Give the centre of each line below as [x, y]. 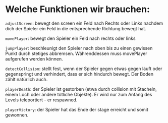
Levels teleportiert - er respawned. [41, 100]
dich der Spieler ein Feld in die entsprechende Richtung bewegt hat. [76, 28]
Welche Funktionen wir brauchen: [78, 9]
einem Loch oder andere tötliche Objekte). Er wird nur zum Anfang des [79, 94]
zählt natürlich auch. [26, 79]
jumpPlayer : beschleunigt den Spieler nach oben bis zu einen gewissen [79, 48]
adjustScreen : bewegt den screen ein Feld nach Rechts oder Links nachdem [84, 23]
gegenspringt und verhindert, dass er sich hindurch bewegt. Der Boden [79, 74]
